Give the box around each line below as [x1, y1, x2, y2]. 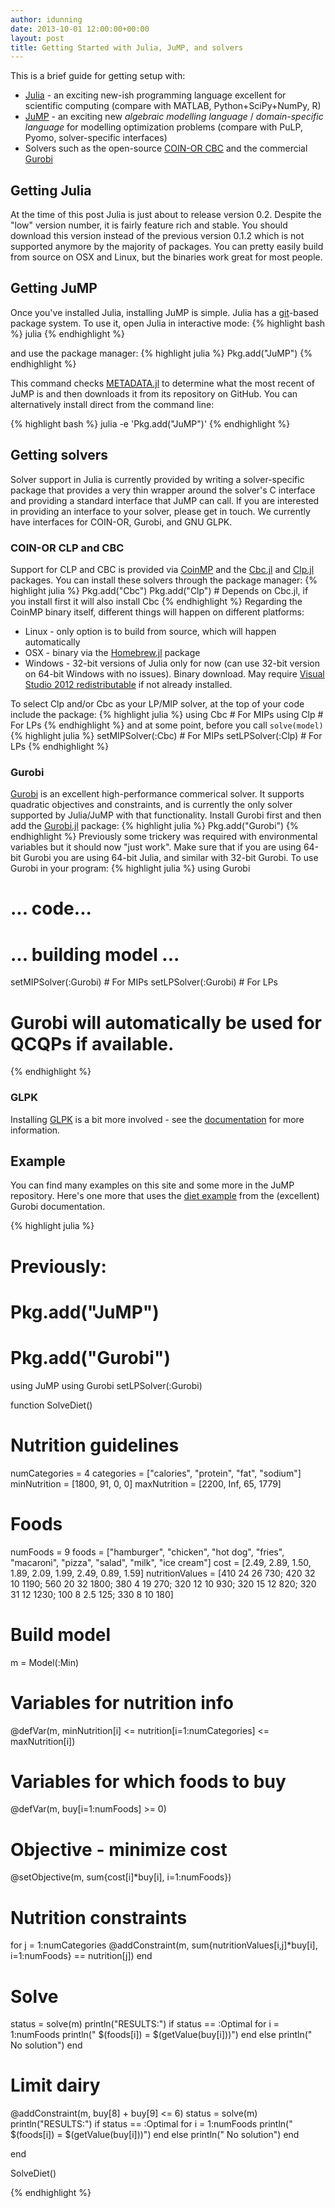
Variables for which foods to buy [10, 1770, 287, 1793]
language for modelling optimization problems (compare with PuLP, [24, 121, 303, 133]
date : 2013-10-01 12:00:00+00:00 [10, 24, 150, 34]
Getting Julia [10, 182, 92, 199]
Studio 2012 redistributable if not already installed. [24, 678, 233, 690]
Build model [10, 1623, 112, 1646]
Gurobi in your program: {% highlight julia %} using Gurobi [10, 862, 251, 875]
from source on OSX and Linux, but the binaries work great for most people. [10, 251, 323, 263]
